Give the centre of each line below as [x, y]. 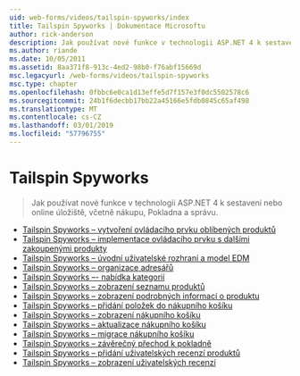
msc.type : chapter [43, 84]
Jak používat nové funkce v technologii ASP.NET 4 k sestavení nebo [157, 203]
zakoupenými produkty [64, 248]
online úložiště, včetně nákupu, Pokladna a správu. [125, 212]
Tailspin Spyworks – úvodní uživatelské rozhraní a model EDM [136, 258]
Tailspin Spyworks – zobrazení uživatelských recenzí [119, 362]
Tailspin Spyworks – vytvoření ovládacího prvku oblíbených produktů [149, 230]
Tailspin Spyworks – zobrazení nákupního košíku [111, 314]
